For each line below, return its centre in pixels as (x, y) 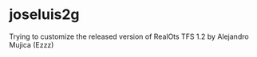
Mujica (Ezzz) (32, 44)
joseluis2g (44, 15)
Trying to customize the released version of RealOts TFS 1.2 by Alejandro (129, 36)
